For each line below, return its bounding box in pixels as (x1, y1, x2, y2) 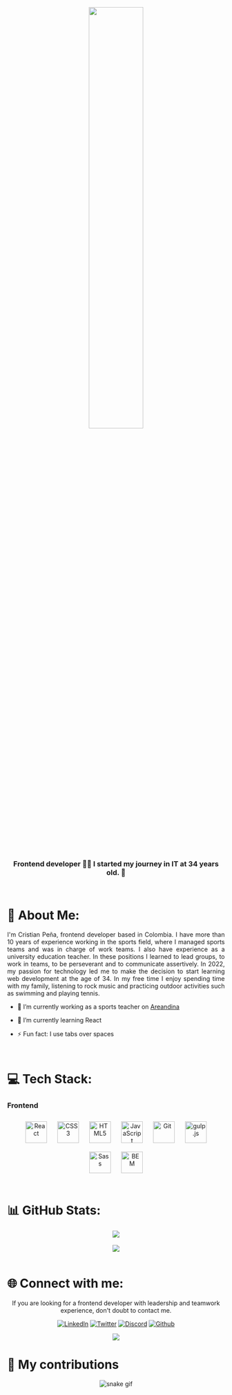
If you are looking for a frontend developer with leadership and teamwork (12, 1299, 220, 1307)
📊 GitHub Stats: (7, 1202, 101, 1218)
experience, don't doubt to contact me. (60, 1306, 172, 1314)
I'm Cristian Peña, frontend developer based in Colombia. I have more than (7, 930, 225, 939)
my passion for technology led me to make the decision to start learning (7, 967, 225, 975)
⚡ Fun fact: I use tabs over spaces (17, 1030, 114, 1038)
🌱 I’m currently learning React (17, 1016, 102, 1024)
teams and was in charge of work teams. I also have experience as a (7, 945, 225, 953)
